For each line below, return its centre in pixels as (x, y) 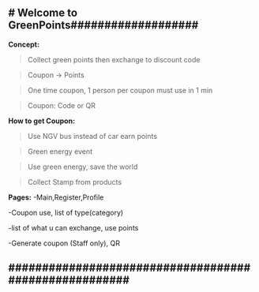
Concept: (24, 44)
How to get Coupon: (42, 121)
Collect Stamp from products (75, 182)
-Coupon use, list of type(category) (66, 212)
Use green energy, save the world (83, 167)
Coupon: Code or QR (62, 105)
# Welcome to (43, 13)
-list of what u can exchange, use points (73, 227)
